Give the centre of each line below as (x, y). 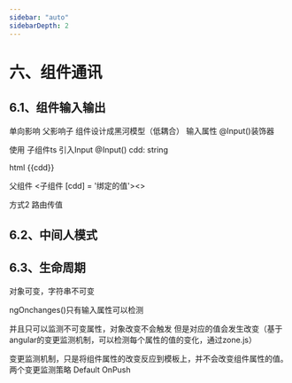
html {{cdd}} (32, 167)
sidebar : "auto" (39, 17)
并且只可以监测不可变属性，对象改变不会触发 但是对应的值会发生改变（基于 (146, 328)
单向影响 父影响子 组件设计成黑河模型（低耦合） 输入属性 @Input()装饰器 (142, 130)
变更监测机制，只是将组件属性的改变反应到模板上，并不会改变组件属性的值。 (149, 358)
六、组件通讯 (56, 72)
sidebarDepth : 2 (39, 26)
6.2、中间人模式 (54, 234)
